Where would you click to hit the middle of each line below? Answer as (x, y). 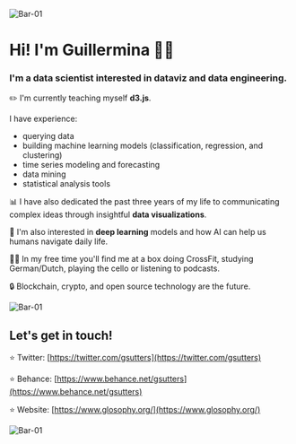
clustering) (42, 155)
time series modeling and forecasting (91, 165)
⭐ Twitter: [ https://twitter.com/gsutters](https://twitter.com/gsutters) (135, 358)
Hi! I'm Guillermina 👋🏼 (92, 50)
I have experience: (44, 119)
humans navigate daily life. (59, 241)
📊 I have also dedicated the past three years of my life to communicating (144, 202)
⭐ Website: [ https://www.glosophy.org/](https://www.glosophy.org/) (135, 410)
